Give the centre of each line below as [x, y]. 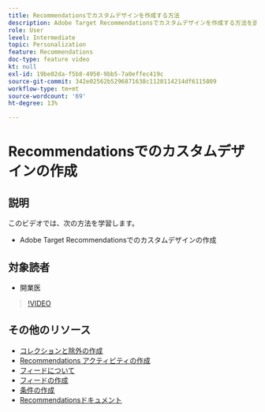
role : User [26, 30]
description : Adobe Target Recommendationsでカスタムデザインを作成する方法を [131, 23]
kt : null [22, 67]
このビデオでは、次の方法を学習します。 [74, 223]
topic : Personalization [47, 45]
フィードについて [47, 370]
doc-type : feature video [49, 60]
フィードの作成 [44, 380]
